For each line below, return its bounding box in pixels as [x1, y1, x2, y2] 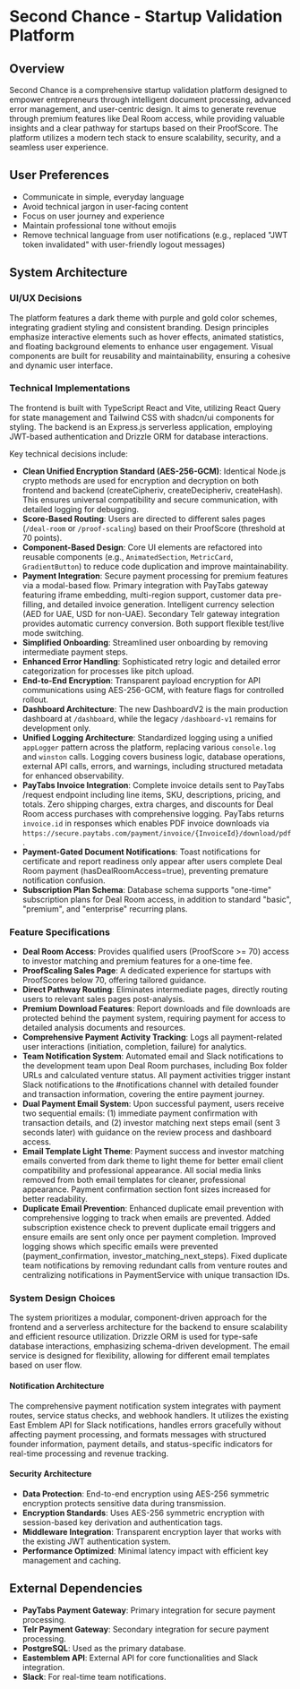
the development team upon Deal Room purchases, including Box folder [21, 1060, 288, 1071]
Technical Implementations [9, 382, 131, 395]
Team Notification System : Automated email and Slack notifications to [21, 1050, 284, 1062]
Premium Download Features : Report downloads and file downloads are [21, 1003, 291, 1014]
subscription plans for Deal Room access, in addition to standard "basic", [21, 894, 292, 905]
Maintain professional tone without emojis [21, 219, 177, 230]
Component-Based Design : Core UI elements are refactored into [21, 542, 262, 553]
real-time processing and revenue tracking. [9, 1448, 169, 1459]
